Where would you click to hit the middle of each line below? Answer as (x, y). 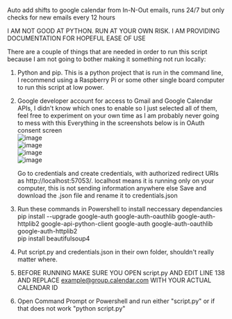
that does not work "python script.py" (71, 308)
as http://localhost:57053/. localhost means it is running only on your (115, 181)
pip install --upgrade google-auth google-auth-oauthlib (96, 216)
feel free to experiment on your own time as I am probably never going (118, 115)
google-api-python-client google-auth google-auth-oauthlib (127, 224)
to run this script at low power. (60, 87)
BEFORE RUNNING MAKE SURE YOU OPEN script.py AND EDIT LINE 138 (121, 273)
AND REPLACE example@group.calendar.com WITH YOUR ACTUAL (114, 280)
